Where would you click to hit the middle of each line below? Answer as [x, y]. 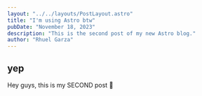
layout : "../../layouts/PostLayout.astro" [70, 14]
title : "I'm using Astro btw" [52, 20]
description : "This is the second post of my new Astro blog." [102, 33]
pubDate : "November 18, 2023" [52, 27]
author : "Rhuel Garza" [40, 40]
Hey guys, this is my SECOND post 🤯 [60, 85]
